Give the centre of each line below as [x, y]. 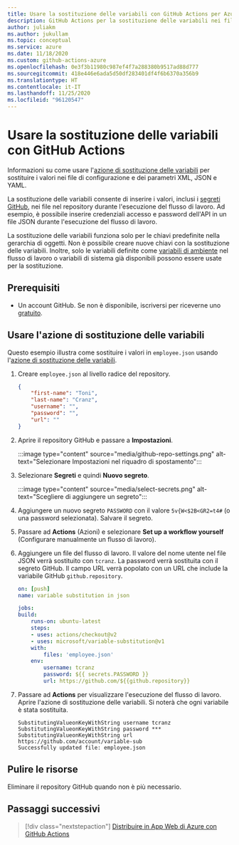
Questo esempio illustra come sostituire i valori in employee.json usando [113, 352]
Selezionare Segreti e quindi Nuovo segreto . [83, 475]
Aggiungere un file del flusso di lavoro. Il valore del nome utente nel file [122, 553]
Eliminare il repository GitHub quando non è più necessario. [95, 787]
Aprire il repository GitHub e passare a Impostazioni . [95, 440]
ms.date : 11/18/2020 [38, 54]
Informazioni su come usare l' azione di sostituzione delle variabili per [108, 170]
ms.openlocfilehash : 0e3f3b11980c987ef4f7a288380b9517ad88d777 [103, 67]
